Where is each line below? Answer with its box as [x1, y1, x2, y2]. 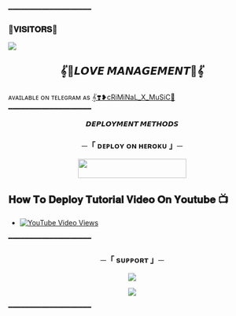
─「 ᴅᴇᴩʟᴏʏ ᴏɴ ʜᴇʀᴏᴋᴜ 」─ [81, 140, 183, 151]
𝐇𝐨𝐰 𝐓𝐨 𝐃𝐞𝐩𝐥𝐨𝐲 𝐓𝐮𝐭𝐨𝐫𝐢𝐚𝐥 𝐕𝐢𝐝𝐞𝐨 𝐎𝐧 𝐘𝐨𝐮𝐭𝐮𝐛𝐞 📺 [8, 193, 229, 206]
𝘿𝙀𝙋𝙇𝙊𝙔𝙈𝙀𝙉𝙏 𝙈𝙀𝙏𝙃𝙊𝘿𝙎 [85, 119, 179, 128]
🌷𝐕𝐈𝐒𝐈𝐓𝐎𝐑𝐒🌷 [8, 24, 57, 35]
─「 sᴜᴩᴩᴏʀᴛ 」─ [100, 254, 164, 265]
